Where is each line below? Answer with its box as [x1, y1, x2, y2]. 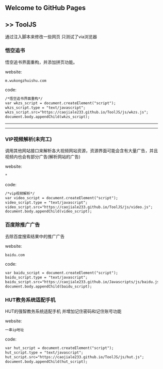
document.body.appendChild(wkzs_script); [5, 114, 90, 119]
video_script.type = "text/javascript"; [5, 200, 88, 205]
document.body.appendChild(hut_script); [5, 359, 88, 364]
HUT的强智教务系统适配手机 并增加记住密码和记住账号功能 [5, 308, 122, 314]
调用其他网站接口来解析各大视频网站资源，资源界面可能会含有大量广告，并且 [5, 148, 158, 154]
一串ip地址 [5, 327, 24, 333]
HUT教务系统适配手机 [5, 296, 56, 303]
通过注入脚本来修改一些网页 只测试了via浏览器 [5, 34, 98, 40]
